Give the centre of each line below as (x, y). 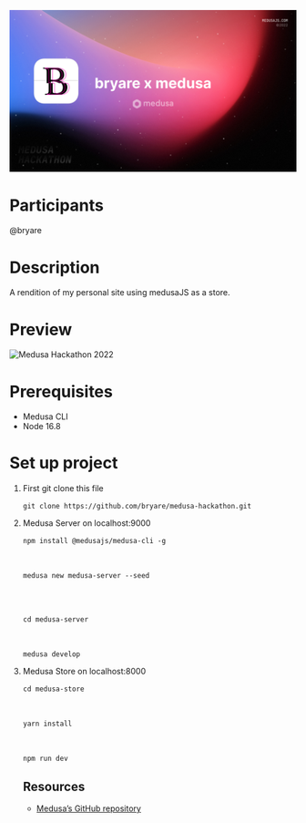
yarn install (47, 724)
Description (55, 267)
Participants (57, 205)
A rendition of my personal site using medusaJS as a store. (120, 293)
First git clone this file (63, 489)
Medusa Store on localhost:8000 (84, 672)
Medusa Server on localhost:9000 (87, 523)
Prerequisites (61, 391)
